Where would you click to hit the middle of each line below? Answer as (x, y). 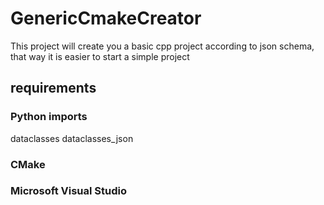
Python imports (49, 117)
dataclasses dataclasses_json (72, 138)
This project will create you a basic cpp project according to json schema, (162, 46)
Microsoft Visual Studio (68, 191)
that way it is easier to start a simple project (100, 56)
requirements (53, 88)
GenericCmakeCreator (106, 18)
